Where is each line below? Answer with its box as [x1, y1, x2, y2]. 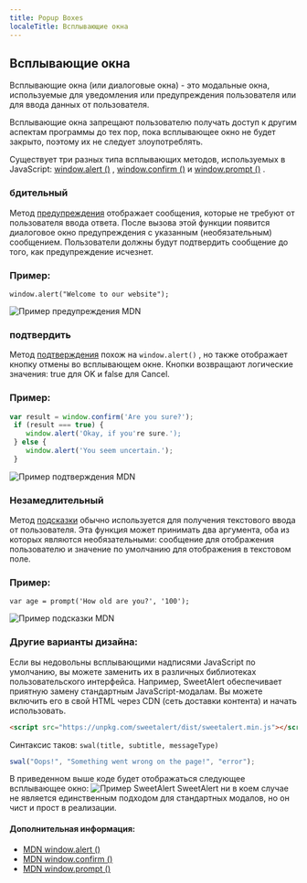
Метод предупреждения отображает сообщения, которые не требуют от [9, 207, 295, 218]
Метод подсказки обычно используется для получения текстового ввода [9, 515, 296, 526]
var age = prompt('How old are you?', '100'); [9, 597, 190, 606]
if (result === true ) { [13, 421, 104, 430]
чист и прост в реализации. [9, 803, 117, 814]
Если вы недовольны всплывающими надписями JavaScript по [9, 657, 256, 668]
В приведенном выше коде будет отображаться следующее [9, 773, 246, 784]
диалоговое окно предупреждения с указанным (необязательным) [9, 226, 272, 237]
